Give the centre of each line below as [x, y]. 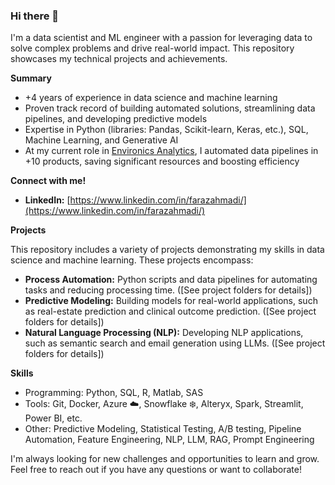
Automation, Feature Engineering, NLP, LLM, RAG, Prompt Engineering [169, 440]
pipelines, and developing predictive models [116, 119]
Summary [31, 78]
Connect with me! [48, 181]
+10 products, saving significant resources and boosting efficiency [162, 161]
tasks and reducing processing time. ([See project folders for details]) [168, 290]
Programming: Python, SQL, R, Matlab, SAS [114, 393]
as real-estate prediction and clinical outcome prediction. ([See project [170, 311]
